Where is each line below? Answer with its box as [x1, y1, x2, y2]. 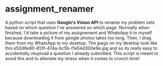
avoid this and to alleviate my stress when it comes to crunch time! [5, 55, 140, 61]
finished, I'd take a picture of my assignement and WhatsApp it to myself [5, 30, 152, 35]
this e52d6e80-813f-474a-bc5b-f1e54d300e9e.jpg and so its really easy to [5, 45, 158, 51]
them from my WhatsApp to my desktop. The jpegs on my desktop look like [5, 40, 158, 46]
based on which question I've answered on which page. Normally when [5, 24, 150, 30]
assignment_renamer [5, 3, 94, 15]
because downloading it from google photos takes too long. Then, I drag [5, 35, 151, 41]
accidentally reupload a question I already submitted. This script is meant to [5, 50, 159, 56]
